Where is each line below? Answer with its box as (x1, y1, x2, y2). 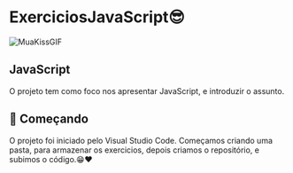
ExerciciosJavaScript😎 (9, 7, 185, 28)
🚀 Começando (9, 112, 89, 127)
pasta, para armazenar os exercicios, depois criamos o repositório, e (9, 145, 259, 155)
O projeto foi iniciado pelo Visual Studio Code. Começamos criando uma (9, 135, 273, 145)
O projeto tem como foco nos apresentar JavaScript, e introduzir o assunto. (9, 85, 285, 96)
